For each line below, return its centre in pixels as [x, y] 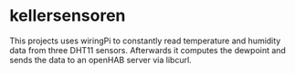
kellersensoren [68, 16]
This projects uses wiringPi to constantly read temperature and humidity [145, 41]
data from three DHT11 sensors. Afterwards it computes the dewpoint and [147, 50]
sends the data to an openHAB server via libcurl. [100, 60]
